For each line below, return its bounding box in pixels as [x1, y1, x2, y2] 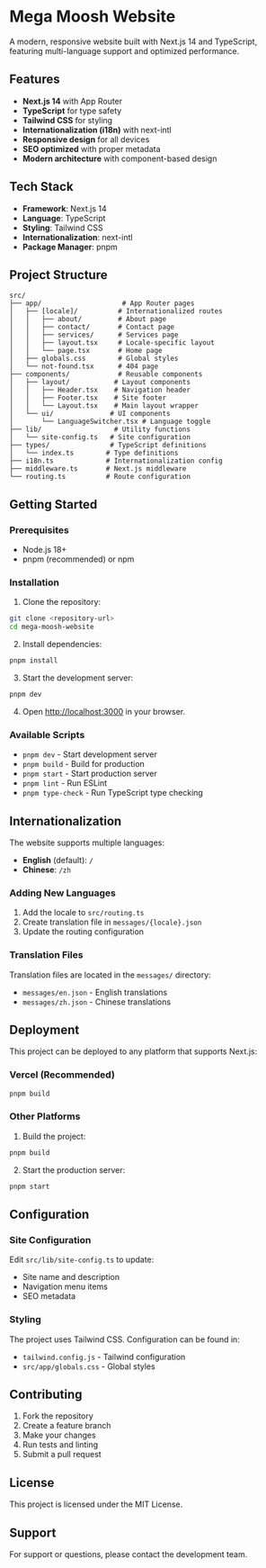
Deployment [9, 1022, 80, 1037]
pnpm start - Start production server [22, 768, 157, 779]
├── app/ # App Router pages [9, 299, 195, 308]
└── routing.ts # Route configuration [9, 473, 191, 482]
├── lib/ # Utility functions [9, 425, 191, 434]
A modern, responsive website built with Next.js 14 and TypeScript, [9, 36, 258, 47]
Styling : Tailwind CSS [22, 222, 103, 233]
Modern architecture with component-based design [22, 153, 217, 164]
